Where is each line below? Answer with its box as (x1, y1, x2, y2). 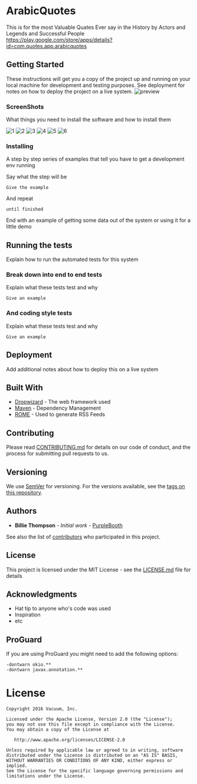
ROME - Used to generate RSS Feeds (14, 411, 105, 418)
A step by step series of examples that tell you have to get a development (6, 155, 185, 163)
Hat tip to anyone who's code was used (14, 605, 111, 612)
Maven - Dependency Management (14, 404, 101, 411)
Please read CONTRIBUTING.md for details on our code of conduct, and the (6, 444, 191, 451)
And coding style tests (6, 309, 73, 317)
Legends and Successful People (6, 30, 85, 37)
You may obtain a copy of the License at (6, 727, 110, 733)
